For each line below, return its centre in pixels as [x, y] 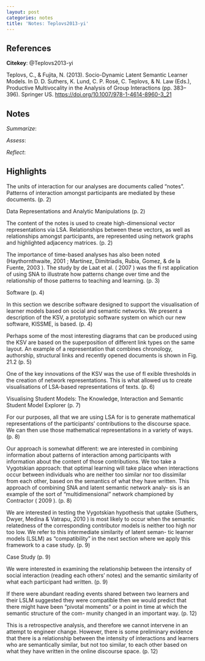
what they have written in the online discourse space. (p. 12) [82, 651]
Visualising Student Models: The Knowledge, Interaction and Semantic [95, 399]
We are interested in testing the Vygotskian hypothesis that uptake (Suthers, [102, 512]
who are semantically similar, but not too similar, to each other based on [97, 644]
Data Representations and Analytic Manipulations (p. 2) [76, 211]
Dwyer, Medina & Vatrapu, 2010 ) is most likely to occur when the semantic [101, 519]
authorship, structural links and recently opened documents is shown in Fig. [102, 355]
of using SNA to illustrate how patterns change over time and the [88, 274]
